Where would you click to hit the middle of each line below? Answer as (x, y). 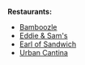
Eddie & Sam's (43, 36)
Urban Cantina (43, 53)
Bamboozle (38, 27)
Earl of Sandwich (48, 44)
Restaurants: (30, 12)
